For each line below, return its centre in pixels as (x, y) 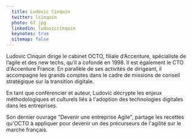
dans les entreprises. (32, 105)
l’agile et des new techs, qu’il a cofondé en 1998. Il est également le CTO (95, 62)
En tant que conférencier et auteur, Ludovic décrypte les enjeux (84, 93)
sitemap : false (30, 39)
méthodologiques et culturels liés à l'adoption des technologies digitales (95, 99)
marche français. (27, 129)
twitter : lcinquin (34, 17)
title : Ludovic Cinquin (41, 12)
